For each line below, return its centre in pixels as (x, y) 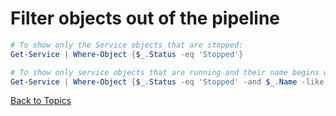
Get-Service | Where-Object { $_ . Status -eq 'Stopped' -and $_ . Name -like (167, 82)
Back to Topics (41, 101)
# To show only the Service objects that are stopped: (127, 45)
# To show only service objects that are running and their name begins (165, 72)
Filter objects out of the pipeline (145, 18)
